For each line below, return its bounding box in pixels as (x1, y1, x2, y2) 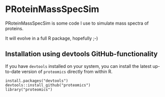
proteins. (5, 25, 24, 31)
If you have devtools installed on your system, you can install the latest (5, 63, 151, 69)
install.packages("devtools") (5, 78, 69, 83)
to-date (5, 68, 21, 74)
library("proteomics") (5, 87, 53, 92)
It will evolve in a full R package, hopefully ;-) (5, 35, 98, 41)
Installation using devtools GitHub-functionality (5, 50, 158, 58)
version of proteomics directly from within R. (22, 68, 113, 74)
